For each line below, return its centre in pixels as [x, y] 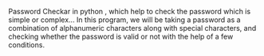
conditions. [27, 45]
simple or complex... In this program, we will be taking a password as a [124, 20]
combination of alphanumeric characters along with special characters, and [132, 28]
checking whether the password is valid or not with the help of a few [121, 36]
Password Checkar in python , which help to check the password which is [130, 11]
